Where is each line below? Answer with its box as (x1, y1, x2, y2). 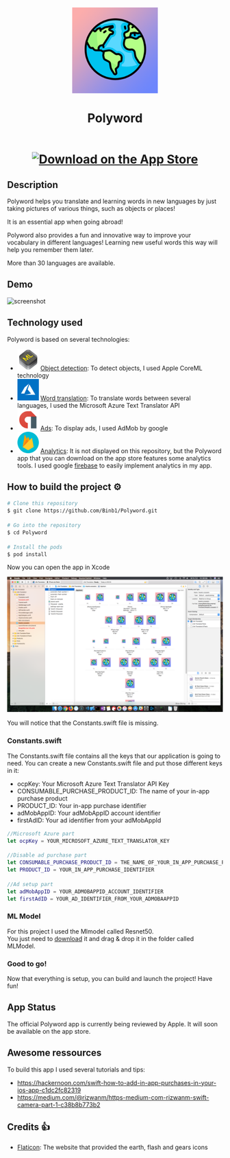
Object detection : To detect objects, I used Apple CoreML (40, 364, 203, 372)
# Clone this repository (7, 500, 78, 507)
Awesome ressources (7, 1047, 102, 1059)
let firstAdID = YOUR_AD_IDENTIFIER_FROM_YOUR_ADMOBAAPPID (7, 895, 179, 902)
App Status (7, 1001, 56, 1013)
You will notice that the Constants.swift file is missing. (7, 719, 159, 727)
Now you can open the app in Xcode (7, 563, 110, 572)
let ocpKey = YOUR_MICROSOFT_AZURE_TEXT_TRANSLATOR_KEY (7, 837, 170, 844)
